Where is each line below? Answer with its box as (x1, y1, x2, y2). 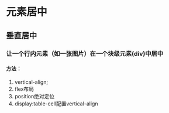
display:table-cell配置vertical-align (14, 100, 98, 107)
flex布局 (14, 85, 34, 93)
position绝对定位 (14, 93, 55, 100)
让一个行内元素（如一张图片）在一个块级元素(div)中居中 (6, 49, 164, 57)
